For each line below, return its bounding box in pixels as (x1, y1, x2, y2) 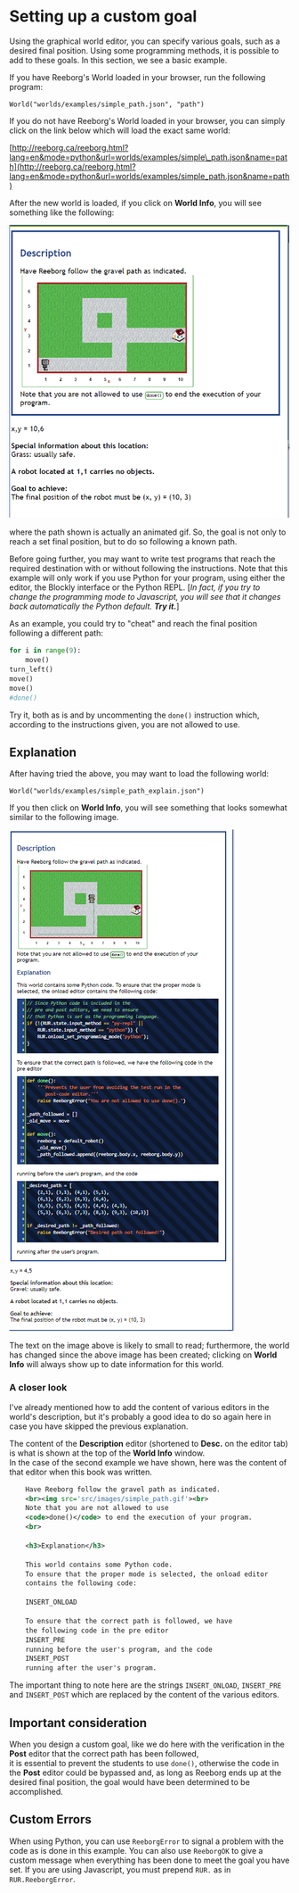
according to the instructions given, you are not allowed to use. (9, 718, 240, 729)
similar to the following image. (9, 812, 119, 823)
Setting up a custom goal (9, 6, 198, 27)
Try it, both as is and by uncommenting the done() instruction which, (9, 710, 260, 720)
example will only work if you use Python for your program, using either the (9, 573, 286, 584)
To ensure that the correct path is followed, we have (25, 1616, 233, 1625)
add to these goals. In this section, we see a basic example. (9, 54, 228, 65)
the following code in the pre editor (25, 1626, 169, 1635)
